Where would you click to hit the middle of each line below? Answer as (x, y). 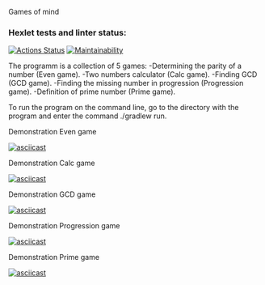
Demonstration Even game (53, 132)
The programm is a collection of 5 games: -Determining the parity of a (125, 66)
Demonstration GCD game (52, 194)
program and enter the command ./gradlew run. (88, 116)
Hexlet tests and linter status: (67, 32)
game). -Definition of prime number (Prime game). (92, 91)
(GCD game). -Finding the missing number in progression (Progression (126, 83)
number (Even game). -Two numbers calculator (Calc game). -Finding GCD (133, 74)
